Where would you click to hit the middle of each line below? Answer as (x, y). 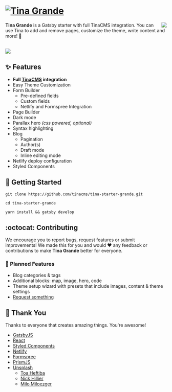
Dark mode (25, 117)
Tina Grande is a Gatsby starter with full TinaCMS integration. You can (80, 25)
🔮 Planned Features (30, 264)
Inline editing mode (41, 155)
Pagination (32, 139)
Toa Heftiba (33, 373)
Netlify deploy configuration (42, 160)
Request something (33, 297)
